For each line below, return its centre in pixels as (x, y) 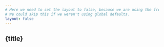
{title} (14, 38)
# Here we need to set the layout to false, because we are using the (78, 10)
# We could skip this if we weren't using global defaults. (68, 14)
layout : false (20, 19)
